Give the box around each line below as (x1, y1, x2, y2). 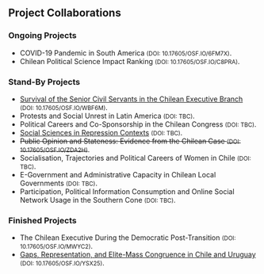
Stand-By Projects (8, 76, 81, 87)
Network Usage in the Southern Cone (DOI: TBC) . (19, 195, 176, 204)
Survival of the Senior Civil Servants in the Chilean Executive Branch (19, 94, 243, 104)
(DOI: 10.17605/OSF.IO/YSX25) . (19, 258, 105, 268)
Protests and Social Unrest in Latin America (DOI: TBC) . (19, 111, 196, 120)
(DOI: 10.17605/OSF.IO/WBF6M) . (19, 102, 109, 112)
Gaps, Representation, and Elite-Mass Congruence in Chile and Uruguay (19, 249, 256, 260)
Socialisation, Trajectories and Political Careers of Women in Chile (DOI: (19, 153, 251, 162)
